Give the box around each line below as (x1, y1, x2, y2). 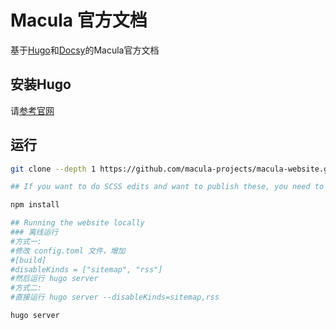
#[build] (10, 255, 47, 265)
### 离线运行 (10, 227, 59, 238)
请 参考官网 (10, 104, 55, 116)
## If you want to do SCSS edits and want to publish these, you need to (10, 182, 325, 192)
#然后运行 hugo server (10, 274, 99, 284)
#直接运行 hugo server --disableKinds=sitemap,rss (10, 292, 220, 303)
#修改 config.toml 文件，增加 (10, 246, 126, 256)
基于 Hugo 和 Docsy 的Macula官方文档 (10, 44, 160, 56)
